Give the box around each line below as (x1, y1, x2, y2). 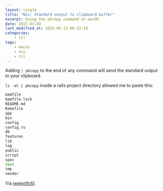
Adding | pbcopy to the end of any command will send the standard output (5, 67, 158, 73)
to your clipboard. (5, 73, 42, 79)
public (5, 148, 19, 153)
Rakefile (5, 106, 23, 111)
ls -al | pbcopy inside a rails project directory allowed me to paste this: (5, 82, 154, 88)
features (5, 134, 23, 139)
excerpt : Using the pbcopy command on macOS (5, 16, 99, 21)
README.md (5, 101, 26, 106)
